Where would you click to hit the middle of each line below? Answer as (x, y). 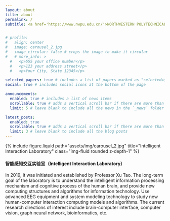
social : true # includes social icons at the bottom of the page (75, 85)
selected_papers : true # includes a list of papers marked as (72, 80)
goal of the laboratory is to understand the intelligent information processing (85, 180)
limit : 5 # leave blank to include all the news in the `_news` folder (87, 108)
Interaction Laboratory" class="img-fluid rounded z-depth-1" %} (72, 151)
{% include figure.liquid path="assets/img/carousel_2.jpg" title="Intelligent (83, 146)
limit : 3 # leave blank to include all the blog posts (69, 132)
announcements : (21, 94)
